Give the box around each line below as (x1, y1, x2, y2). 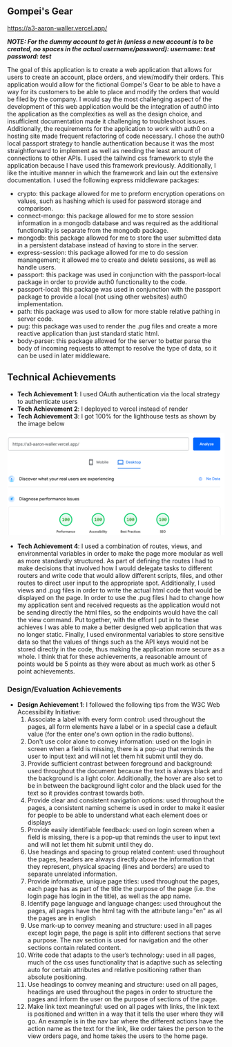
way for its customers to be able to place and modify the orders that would (7, 87, 220, 96)
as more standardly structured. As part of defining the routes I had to (17, 557, 214, 565)
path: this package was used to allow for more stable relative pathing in (17, 307, 221, 315)
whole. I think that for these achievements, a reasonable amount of (17, 653, 208, 661)
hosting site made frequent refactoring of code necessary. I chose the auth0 (7, 132, 224, 140)
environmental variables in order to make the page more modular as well (17, 549, 223, 558)
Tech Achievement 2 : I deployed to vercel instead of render (17, 405, 188, 413)
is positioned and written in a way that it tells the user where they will (27, 1010, 224, 1018)
